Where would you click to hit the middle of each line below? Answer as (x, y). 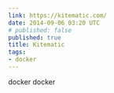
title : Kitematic (37, 45)
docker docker (32, 82)
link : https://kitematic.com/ (58, 15)
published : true (35, 37)
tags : (17, 52)
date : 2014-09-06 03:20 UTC (54, 23)
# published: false (40, 30)
